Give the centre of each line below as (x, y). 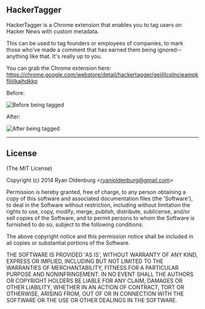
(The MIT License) (30, 168)
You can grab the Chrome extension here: (59, 68)
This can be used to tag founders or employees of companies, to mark (95, 43)
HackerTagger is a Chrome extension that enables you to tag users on (94, 24)
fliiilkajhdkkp (22, 81)
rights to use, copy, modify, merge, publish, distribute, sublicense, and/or (98, 211)
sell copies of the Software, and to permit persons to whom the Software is (101, 218)
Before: (16, 93)
